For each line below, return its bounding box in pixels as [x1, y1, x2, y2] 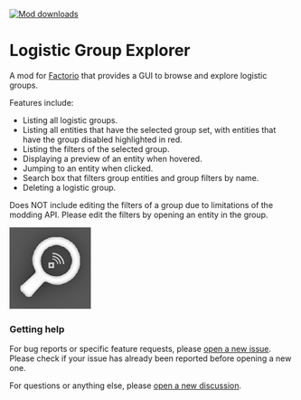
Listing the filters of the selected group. [22, 143, 170, 154]
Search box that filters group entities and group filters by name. [22, 172, 259, 183]
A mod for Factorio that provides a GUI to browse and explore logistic [9, 70, 268, 81]
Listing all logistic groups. [22, 114, 118, 126]
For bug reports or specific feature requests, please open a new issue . [9, 344, 272, 355]
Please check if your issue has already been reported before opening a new [9, 353, 292, 364]
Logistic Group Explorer [9, 41, 191, 61]
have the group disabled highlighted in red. [22, 134, 183, 145]
